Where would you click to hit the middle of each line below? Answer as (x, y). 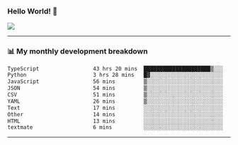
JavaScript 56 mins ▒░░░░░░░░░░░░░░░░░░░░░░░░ (115, 82)
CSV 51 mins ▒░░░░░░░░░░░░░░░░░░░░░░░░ (115, 95)
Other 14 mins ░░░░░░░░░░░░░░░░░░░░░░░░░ (115, 114)
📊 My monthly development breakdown (78, 51)
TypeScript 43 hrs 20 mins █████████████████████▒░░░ (115, 69)
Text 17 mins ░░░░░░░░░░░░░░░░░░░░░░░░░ (115, 108)
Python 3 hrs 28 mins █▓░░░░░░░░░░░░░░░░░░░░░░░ (115, 75)
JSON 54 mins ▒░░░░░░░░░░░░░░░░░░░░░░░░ (115, 88)
